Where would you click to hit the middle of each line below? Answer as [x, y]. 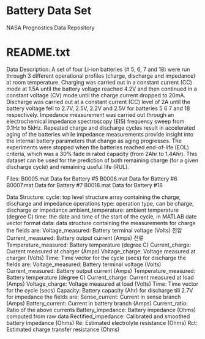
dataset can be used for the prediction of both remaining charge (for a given [102, 160]
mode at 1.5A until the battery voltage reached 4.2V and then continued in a [102, 89]
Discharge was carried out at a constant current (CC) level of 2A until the [99, 102]
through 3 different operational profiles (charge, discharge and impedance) [101, 76]
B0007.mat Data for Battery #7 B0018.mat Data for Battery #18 [85, 185]
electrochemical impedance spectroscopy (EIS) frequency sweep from [95, 121]
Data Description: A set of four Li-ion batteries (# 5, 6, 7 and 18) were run [98, 69]
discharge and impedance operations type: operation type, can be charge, [100, 203]
